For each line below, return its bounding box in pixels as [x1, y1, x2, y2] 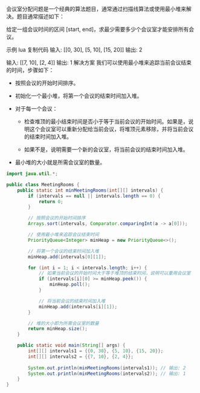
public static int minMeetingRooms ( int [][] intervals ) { [17, 187, 164, 193]
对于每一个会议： [15, 105, 58, 112]
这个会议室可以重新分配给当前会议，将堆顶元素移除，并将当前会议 [29, 126, 194, 132]
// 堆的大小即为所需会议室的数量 [28, 320, 100, 326]
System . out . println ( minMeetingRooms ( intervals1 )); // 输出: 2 [28, 365, 186, 371]
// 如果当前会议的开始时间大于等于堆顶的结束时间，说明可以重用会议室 [38, 270, 191, 276]
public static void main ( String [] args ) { [17, 342, 126, 349]
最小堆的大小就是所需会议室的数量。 [15, 159, 106, 166]
